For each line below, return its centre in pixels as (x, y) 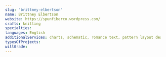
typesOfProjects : (23, 42)
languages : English (25, 33)
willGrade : (16, 47)
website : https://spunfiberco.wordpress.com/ (53, 19)
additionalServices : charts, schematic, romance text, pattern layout (79, 38)
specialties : (19, 28)
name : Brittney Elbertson (32, 14)
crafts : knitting (23, 24)
